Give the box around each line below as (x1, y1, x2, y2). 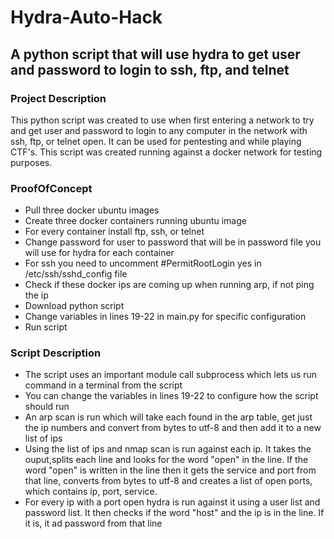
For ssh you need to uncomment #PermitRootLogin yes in (24, 257, 262, 270)
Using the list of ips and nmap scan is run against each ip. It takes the (24, 443, 312, 455)
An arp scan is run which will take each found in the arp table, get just (24, 411, 313, 423)
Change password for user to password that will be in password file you (24, 236, 322, 248)
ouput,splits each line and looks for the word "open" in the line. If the (24, 454, 309, 466)
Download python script (24, 300, 125, 312)
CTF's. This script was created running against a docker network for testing (10, 146, 323, 158)
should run (24, 401, 70, 413)
